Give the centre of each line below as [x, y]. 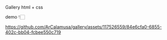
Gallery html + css [24, 7]
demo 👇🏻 [15, 17]
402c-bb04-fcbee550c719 [33, 32]
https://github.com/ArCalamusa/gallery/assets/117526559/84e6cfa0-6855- [83, 27]
